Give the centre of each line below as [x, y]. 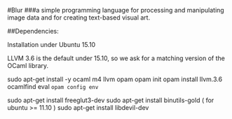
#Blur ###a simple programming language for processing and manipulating [116, 10]
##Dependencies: [33, 31]
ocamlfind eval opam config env [53, 86]
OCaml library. [28, 65]
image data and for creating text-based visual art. [79, 17]
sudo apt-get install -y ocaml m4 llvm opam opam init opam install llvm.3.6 [115, 79]
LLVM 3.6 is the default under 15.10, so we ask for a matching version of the [116, 58]
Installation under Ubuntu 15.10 [52, 44]
